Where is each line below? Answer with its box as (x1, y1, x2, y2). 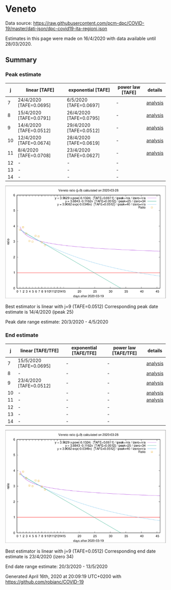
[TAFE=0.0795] (67, 115, 100, 121)
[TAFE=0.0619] (67, 140, 100, 146)
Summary (5, 56, 37, 64)
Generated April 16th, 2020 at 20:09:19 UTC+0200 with (5, 573, 122, 579)
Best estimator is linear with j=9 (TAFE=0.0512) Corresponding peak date (5, 303, 159, 310)
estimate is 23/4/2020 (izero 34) (5, 553, 74, 559)
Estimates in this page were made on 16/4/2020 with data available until (5, 35, 156, 41)
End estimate (5, 332, 39, 339)
